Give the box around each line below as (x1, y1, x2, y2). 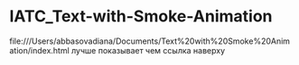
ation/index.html (9, 45, 70, 55)
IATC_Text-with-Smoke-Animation (9, 6, 273, 27)
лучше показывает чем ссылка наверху (70, 45, 226, 55)
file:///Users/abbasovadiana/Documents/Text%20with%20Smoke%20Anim (9, 36, 291, 46)
